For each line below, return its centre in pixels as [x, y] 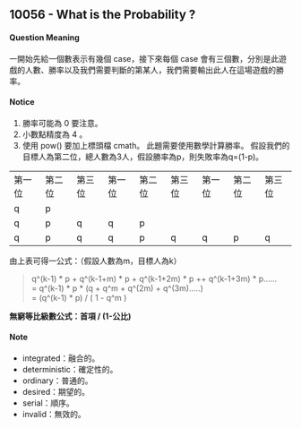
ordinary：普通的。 [57, 381]
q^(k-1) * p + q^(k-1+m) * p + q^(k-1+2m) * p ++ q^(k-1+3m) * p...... [154, 278]
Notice [22, 102]
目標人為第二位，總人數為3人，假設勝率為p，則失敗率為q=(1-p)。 [143, 157]
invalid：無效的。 [54, 414]
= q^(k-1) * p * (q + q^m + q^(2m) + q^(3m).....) [117, 288]
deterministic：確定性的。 [70, 369]
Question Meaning [45, 37]
